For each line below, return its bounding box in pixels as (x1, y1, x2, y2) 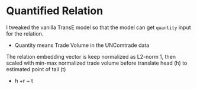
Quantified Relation (6, 4, 104, 18)
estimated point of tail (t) (6, 65, 66, 72)
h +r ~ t (14, 77, 34, 84)
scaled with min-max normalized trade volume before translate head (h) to (6, 59, 188, 66)
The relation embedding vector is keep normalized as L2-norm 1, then (6, 53, 176, 60)
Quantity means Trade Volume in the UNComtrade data (14, 42, 150, 49)
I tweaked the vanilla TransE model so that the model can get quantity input (6, 24, 191, 31)
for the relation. (6, 30, 44, 37)
